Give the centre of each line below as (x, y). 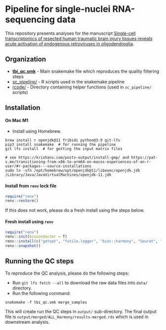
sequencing (30, 20)
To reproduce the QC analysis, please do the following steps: (67, 273)
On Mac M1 (17, 120)
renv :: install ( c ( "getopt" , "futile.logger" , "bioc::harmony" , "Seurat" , (82, 241)
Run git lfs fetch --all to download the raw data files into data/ (80, 283)
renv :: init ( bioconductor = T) (36, 237)
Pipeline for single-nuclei (58, 9)
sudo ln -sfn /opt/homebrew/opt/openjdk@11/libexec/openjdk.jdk (73, 171)
